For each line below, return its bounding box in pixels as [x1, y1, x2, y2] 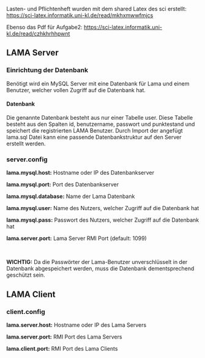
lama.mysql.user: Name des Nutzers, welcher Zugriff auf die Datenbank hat [6, 205, 199, 212]
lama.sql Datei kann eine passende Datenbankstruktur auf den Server [6, 133, 182, 141]
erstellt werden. [6, 140, 46, 147]
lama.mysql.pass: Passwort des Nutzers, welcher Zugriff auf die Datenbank [6, 216, 199, 224]
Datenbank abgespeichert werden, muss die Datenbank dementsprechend [6, 265, 195, 272]
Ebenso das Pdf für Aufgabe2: [6, 24, 83, 31]
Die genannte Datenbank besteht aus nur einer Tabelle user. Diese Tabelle [6, 114, 193, 121]
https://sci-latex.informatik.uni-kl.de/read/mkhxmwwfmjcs [6, 12, 154, 19]
